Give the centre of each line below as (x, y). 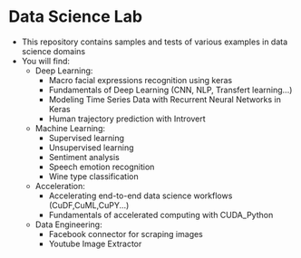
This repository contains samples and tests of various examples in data (155, 42)
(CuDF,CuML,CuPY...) (89, 205)
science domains (53, 51)
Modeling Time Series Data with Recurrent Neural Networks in (165, 99)
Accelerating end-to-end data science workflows (141, 196)
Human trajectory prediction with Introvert (127, 119)
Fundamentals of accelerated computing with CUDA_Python (161, 215)
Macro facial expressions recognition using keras (141, 80)
